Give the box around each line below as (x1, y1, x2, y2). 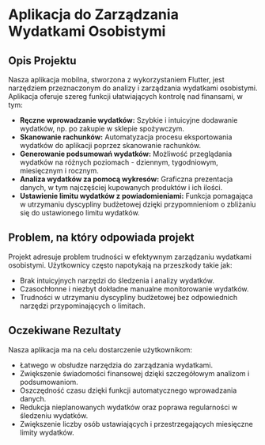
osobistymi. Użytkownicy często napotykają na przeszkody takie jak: (8, 260, 233, 270)
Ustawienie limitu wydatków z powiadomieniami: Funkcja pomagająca (19, 192, 253, 200)
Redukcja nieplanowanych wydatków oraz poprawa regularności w (19, 402, 238, 412)
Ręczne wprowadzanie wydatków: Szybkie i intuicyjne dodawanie (19, 116, 238, 124)
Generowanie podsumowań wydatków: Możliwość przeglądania (19, 149, 233, 158)
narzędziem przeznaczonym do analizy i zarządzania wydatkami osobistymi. (8, 83, 258, 93)
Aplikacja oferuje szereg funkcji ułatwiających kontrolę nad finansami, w (8, 92, 244, 101)
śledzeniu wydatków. (19, 410, 89, 420)
